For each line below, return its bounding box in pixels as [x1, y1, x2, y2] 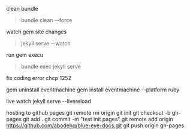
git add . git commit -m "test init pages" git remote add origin [23, 116, 174, 122]
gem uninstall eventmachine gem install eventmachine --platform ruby [6, 86, 180, 93]
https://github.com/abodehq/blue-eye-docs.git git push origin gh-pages [6, 122, 185, 129]
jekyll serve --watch [20, 40, 71, 47]
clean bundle [6, 5, 39, 12]
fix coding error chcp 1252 [6, 75, 72, 81]
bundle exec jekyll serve [20, 63, 81, 70]
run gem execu [6, 51, 44, 59]
